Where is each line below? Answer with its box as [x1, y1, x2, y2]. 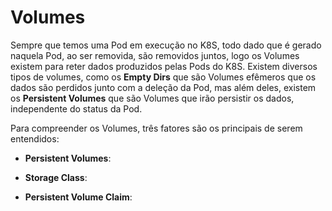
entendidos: [10, 132, 60, 145]
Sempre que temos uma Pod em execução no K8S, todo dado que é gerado [10, 39, 322, 51]
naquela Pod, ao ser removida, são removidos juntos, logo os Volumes [10, 49, 300, 61]
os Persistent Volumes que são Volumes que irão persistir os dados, [10, 92, 295, 104]
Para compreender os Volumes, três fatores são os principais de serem [10, 122, 303, 134]
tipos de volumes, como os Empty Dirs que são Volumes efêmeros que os [10, 71, 317, 83]
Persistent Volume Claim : [24, 191, 133, 203]
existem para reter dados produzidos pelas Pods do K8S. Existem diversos [10, 60, 318, 72]
